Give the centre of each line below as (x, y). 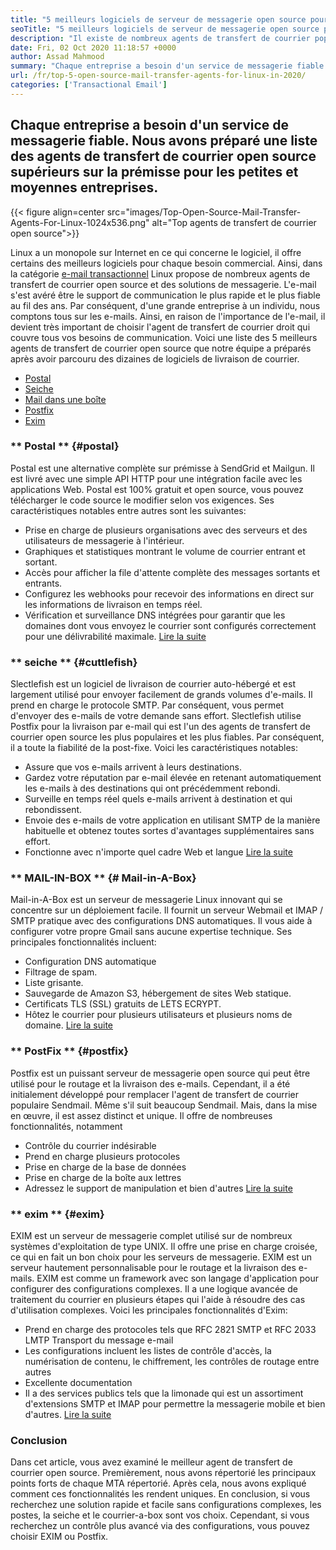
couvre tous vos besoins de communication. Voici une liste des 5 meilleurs (164, 337)
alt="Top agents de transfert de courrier (234, 222)
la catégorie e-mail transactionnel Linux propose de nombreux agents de (160, 273)
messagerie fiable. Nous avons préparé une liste (164, 141)
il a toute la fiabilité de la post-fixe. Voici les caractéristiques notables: (154, 748)
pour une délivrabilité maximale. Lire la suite (115, 636)
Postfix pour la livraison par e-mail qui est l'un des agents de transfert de (160, 727)
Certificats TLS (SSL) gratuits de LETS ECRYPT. (123, 1004)
